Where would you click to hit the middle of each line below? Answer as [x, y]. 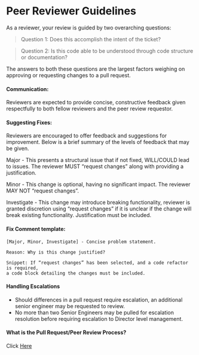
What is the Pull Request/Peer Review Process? [66, 333]
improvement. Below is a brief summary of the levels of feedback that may [98, 142]
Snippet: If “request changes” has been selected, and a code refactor [97, 263]
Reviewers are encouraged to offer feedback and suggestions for [87, 136]
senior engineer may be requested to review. [70, 306]
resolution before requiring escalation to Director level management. [99, 318]
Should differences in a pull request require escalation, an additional [99, 300]
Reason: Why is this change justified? [56, 252]
